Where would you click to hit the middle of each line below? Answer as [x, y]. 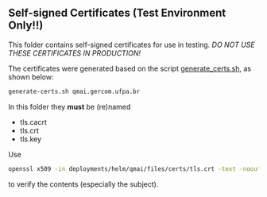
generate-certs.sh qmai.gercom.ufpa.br [74, 91]
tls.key [31, 139]
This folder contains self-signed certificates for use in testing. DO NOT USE [132, 44]
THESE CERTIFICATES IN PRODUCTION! [75, 53]
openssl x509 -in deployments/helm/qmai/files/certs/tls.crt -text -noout [135, 169]
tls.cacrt [33, 122]
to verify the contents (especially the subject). [83, 184]
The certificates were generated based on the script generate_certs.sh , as [130, 68]
